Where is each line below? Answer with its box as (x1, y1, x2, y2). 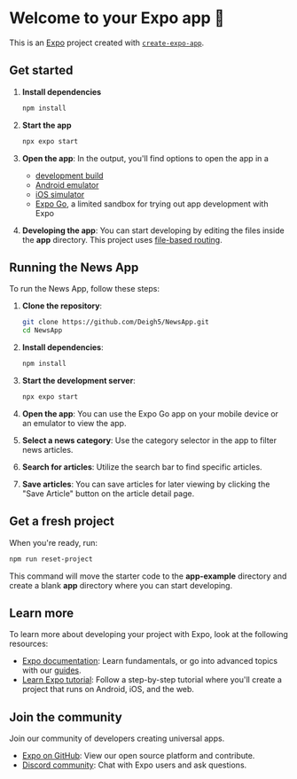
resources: (9, 638, 49, 650)
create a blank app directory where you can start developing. (9, 580, 233, 590)
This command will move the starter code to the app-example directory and (9, 571, 287, 581)
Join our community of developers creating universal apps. (9, 733, 225, 744)
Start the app (21, 120, 73, 130)
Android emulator (35, 179, 99, 190)
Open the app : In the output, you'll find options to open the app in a (21, 152, 269, 163)
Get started (9, 63, 74, 78)
